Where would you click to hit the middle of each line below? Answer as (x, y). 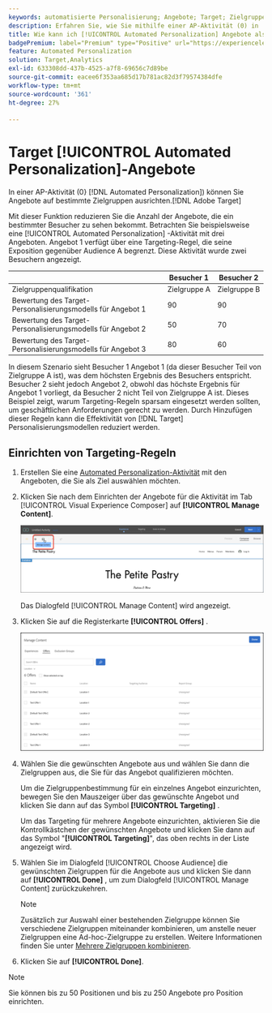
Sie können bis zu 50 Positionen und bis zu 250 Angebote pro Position (126, 993)
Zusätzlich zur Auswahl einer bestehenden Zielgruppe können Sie (130, 920)
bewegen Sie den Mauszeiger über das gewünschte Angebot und (130, 796)
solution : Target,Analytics (56, 60)
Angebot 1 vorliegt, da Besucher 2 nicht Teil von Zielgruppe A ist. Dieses (129, 393)
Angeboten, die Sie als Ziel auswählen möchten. (100, 481)
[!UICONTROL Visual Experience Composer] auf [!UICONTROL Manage (140, 505)
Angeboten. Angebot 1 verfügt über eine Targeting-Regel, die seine (120, 243)
